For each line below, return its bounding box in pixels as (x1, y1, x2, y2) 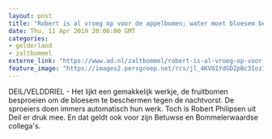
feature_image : (8, 65, 60, 73)
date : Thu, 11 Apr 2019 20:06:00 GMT (8, 27, 136, 35)
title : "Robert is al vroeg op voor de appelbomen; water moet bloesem (8, 19, 255, 27)
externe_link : (8, 57, 57, 65)
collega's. (8, 120, 41, 130)
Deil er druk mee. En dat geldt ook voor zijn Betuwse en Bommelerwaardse (8, 112, 259, 122)
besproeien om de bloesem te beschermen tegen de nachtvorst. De (8, 95, 235, 105)
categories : (8, 34, 49, 43)
